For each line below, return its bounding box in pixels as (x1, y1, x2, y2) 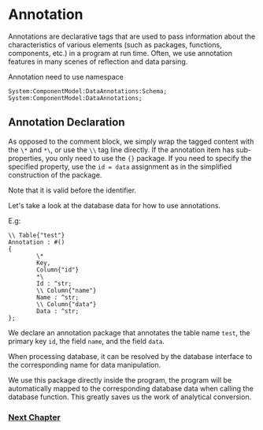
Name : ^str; (36, 294, 80, 301)
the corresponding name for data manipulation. (8, 360, 161, 369)
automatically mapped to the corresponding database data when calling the (8, 383, 254, 393)
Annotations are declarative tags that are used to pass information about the (8, 32, 256, 41)
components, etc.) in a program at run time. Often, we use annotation (8, 48, 232, 58)
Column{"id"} (36, 266, 80, 274)
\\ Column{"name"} (36, 286, 97, 294)
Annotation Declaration (8, 116, 125, 129)
